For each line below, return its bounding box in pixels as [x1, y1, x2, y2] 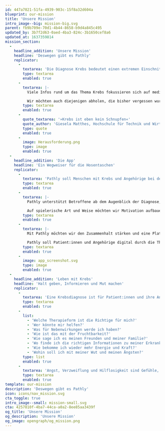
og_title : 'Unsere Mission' [5, 409, 63, 414]
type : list [23, 354, 45, 360]
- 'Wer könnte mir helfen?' [27, 322, 84, 328]
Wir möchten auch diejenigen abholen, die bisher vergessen [27, 99, 153, 103]
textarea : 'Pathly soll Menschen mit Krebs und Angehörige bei [23, 176, 155, 181]
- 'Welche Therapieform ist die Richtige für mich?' [27, 318, 137, 323]
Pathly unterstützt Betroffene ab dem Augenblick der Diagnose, [27, 199, 162, 204]
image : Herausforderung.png [23, 140, 80, 145]
